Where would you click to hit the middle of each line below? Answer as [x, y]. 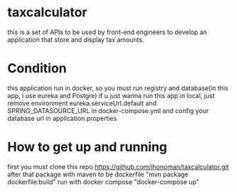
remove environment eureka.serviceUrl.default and [82, 103]
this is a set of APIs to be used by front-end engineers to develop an [107, 32]
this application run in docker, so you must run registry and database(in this [118, 88]
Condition [37, 69]
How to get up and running [87, 147]
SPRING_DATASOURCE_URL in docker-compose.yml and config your [108, 110]
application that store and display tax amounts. [76, 39]
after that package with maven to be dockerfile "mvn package [98, 174]
